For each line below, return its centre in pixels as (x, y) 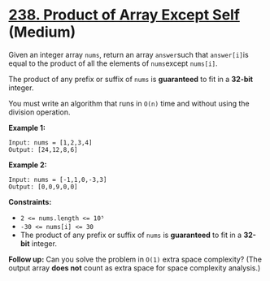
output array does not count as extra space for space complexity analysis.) (135, 268)
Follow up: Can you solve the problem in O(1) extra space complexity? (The (135, 259)
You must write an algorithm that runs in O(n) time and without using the (129, 103)
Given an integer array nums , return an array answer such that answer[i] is (129, 54)
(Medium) (42, 32)
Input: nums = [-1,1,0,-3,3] (58, 179)
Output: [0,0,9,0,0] (44, 187)
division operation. (39, 112)
